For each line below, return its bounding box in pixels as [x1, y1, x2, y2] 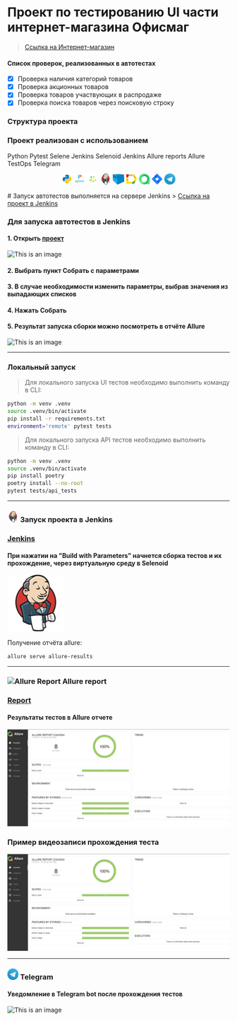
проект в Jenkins [7, 199, 59, 207]
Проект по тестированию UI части [7, 4, 219, 21]
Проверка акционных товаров [17, 83, 109, 91]
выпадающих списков [7, 290, 77, 298]
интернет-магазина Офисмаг [7, 19, 189, 35]
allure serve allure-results [7, 653, 93, 660]
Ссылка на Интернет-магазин [24, 42, 115, 51]
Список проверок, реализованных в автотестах [7, 59, 156, 67]
